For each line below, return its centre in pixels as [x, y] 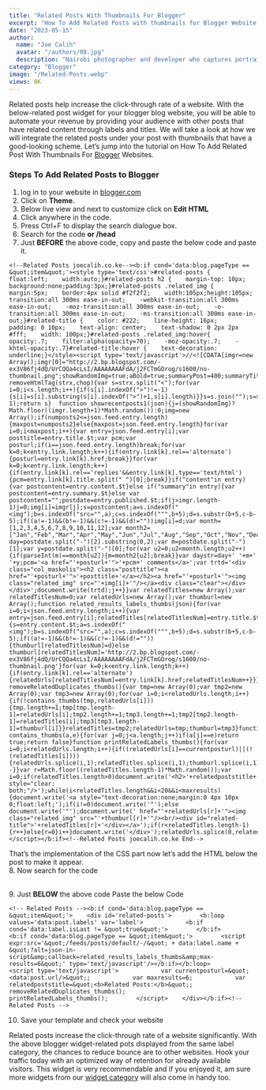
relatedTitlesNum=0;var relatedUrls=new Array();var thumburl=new [120, 597]
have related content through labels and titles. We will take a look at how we [132, 129]
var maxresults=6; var [189, 977]
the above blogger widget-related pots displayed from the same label [122, 1043]
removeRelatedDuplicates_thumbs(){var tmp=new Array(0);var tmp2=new [126, 687]
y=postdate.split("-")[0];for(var [94, 549]
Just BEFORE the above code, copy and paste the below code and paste [139, 242]
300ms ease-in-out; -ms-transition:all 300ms [143, 314]
